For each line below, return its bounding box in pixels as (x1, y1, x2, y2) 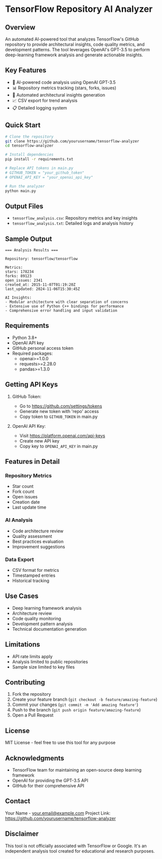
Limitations (5, 640, 40, 649)
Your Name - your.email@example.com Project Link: (5, 810, 110, 816)
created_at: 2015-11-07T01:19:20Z (5, 282, 76, 287)
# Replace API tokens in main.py (5, 166, 74, 171)
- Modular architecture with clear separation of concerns (5, 299, 129, 304)
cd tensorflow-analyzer (5, 143, 54, 149)
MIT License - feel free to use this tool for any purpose (5, 740, 116, 746)
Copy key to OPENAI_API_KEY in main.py (19, 443, 98, 449)
